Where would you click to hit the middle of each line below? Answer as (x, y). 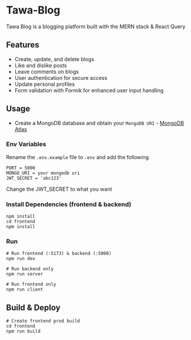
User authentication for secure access (61, 78)
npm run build (24, 331)
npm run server (25, 274)
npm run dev (21, 259)
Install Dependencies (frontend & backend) (69, 204)
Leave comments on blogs (47, 72)
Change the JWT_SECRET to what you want (59, 189)
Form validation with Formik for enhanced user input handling (89, 90)
